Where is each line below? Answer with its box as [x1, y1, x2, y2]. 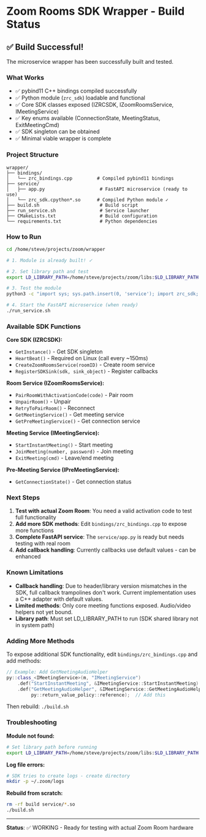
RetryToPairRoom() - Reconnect [15, 404, 95, 412]
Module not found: [6, 732, 55, 739]
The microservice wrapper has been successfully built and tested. [6, 58, 174, 65]
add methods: [6, 657, 42, 665]
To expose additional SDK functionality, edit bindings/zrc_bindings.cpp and [6, 650, 198, 658]
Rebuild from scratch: [6, 790, 63, 797]
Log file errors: [6, 761, 45, 768]
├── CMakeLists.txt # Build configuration [6, 213, 158, 219]
